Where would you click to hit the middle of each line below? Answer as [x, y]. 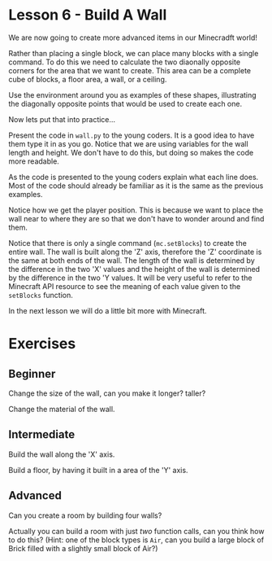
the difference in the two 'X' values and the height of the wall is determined [134, 269]
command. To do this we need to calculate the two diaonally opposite [125, 62]
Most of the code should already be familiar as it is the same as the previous [136, 186]
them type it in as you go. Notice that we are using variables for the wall [129, 143]
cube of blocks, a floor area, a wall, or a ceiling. [88, 79]
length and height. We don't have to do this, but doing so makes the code [131, 152]
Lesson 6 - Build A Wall [88, 15]
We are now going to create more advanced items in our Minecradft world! [133, 37]
